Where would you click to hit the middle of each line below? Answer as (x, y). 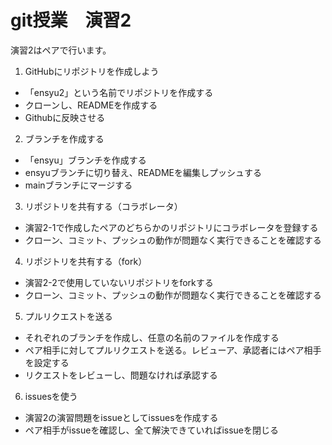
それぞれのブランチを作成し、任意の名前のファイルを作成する (152, 337)
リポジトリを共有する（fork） (86, 261)
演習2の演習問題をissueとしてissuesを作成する (121, 417)
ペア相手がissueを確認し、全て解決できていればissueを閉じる (152, 430)
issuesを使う (51, 396)
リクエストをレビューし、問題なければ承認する (121, 375)
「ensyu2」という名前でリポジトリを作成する (119, 92)
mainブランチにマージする (78, 185)
